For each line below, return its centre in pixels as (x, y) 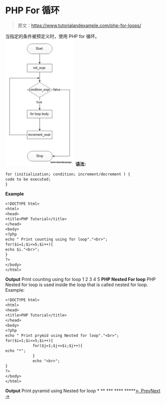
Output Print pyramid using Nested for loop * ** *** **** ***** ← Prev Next (83, 391)
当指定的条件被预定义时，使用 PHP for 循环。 (53, 36)
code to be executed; (28, 179)
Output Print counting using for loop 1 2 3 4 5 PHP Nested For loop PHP (81, 279)
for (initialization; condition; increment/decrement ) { (68, 174)
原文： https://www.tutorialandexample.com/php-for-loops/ (79, 25)
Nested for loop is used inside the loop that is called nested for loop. (77, 285)
